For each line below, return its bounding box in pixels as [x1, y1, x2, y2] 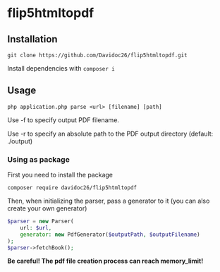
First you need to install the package [7, 171, 114, 179]
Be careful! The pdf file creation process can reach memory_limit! [7, 256, 204, 266]
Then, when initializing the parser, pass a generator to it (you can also [7, 196, 210, 206]
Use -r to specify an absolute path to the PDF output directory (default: [7, 129, 214, 138]
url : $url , [20, 224, 52, 231]
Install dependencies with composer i [7, 64, 115, 72]
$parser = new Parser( [7, 218, 74, 225]
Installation [7, 33, 58, 45]
